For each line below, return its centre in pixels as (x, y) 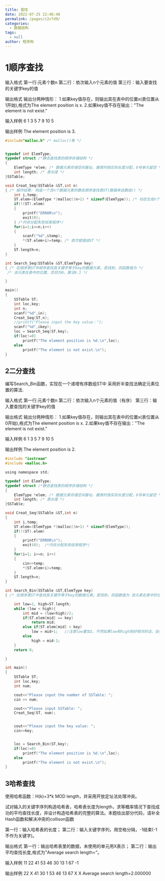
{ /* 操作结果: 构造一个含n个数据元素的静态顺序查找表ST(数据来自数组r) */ (74, 190)
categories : (17, 23)
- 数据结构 (19, 28)
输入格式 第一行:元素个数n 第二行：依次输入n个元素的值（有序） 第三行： (79, 400)
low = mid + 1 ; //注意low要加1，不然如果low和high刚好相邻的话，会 (95, 632)
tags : (11, 33)
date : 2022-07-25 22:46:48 (33, 14)
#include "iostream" (26, 459)
